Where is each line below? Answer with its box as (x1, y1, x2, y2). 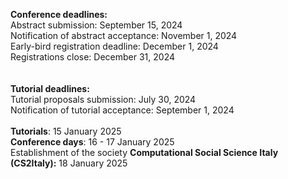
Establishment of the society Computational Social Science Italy (10, 147, 279, 158)
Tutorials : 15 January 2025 (10, 125, 122, 137)
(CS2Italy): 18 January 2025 (10, 157, 128, 169)
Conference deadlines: (10, 9, 108, 20)
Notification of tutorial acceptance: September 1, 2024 (10, 104, 235, 116)
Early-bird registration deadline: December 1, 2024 (10, 40, 219, 52)
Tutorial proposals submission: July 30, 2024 (10, 94, 197, 105)
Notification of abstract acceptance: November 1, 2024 (10, 30, 238, 41)
